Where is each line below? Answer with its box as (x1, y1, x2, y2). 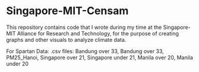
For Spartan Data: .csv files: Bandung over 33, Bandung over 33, (6, 47, 165, 54)
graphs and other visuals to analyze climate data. (6, 36, 127, 43)
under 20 (6, 60, 29, 67)
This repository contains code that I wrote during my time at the (6, 24, 162, 31)
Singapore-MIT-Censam (6, 4, 129, 18)
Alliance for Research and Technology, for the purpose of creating (17, 30, 179, 37)
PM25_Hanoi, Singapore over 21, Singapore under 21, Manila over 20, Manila (6, 54, 193, 61)
